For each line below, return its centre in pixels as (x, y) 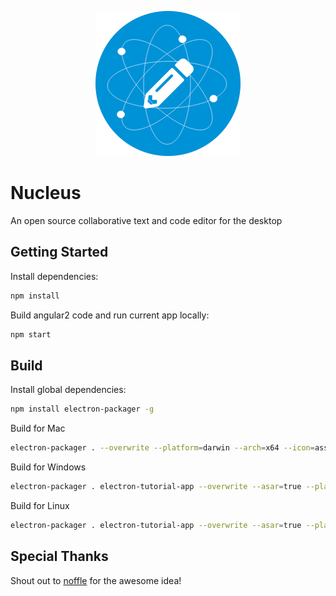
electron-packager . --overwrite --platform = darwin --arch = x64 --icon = (162, 448)
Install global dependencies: (68, 390)
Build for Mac (38, 428)
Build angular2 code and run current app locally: (110, 315)
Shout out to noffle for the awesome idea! (96, 580)
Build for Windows (48, 467)
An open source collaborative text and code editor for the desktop (146, 220)
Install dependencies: (54, 276)
